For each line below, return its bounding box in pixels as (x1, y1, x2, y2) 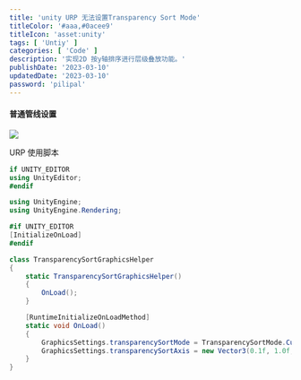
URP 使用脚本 (9, 147, 60, 158)
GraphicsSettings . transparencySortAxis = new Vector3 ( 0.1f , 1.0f (41, 346, 291, 355)
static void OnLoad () (25, 321, 106, 330)
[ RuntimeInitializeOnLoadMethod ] (25, 313, 150, 323)
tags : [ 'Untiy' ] (9, 38, 78, 47)
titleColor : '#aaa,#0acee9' (9, 22, 115, 30)
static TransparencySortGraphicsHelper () (25, 272, 182, 281)
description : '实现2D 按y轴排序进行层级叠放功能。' (9, 55, 186, 64)
